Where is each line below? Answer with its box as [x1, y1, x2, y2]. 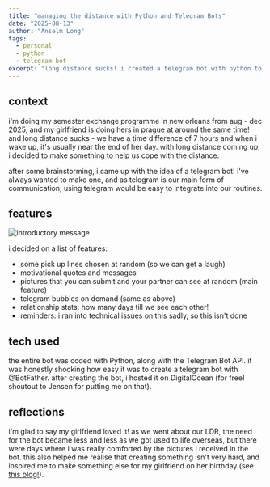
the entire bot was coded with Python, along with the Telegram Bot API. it [8, 356, 252, 366]
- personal [15, 42, 53, 50]
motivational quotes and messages [19, 268, 137, 277]
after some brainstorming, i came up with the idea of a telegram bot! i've [8, 166, 249, 176]
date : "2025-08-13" [8, 19, 74, 28]
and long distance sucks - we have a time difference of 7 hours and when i [8, 133, 257, 142]
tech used [8, 334, 60, 348]
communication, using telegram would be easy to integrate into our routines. [8, 183, 263, 193]
